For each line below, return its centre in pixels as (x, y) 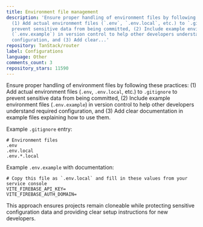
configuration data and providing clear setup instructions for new (87, 212)
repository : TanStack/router (43, 46)
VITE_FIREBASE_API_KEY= (36, 189)
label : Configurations (35, 51)
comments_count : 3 (29, 62)
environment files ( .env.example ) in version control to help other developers (100, 105)
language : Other (27, 57)
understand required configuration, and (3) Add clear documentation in (95, 111)
